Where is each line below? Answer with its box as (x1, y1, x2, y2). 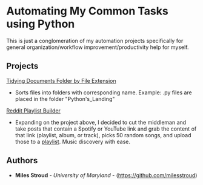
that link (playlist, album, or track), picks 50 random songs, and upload (15, 131, 191, 138)
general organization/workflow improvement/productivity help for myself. (6, 44, 189, 51)
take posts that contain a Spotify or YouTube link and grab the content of (15, 125, 197, 132)
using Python (6, 17, 75, 31)
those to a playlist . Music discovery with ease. (15, 138, 130, 145)
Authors (6, 155, 38, 166)
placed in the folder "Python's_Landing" (15, 95, 115, 102)
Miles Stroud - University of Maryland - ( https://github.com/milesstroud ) (15, 171, 198, 179)
